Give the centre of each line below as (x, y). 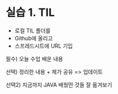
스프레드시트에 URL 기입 (43, 46)
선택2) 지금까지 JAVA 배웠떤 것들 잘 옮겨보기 (59, 85)
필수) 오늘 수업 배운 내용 (35, 59)
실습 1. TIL (30, 13)
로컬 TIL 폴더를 (32, 31)
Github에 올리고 (34, 38)
